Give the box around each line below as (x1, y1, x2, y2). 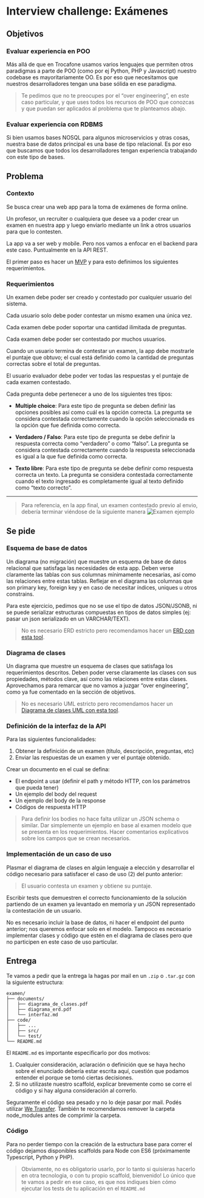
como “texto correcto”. (15, 484, 72, 491)
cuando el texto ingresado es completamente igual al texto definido (15, 477, 184, 485)
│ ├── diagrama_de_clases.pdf (6, 1001, 88, 1007)
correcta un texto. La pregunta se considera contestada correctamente (15, 471, 193, 479)
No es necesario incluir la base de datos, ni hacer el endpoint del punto (6, 919, 185, 926)
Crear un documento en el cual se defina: (6, 766, 110, 773)
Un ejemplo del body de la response (15, 797, 106, 804)
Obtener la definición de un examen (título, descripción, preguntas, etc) (15, 747, 194, 755)
